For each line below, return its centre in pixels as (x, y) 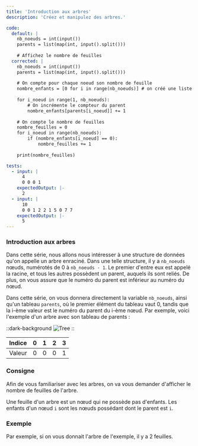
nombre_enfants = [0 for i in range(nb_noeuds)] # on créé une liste (105, 89)
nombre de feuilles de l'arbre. (42, 390)
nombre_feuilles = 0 (42, 128)
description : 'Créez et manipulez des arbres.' (66, 17)
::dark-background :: (41, 328)
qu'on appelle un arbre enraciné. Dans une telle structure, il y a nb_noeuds (96, 261)
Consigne (20, 371)
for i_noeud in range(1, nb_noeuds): (63, 100)
